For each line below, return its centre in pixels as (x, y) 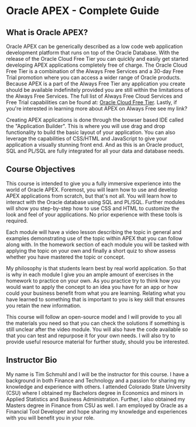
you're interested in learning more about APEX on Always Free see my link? (97, 109)
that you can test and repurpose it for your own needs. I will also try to (91, 335)
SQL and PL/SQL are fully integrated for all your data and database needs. (95, 151)
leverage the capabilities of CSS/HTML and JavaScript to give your (87, 138)
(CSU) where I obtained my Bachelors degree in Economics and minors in (94, 392)
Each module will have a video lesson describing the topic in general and (94, 232)
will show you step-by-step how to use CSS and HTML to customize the (93, 208)
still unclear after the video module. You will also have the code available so (97, 329)
